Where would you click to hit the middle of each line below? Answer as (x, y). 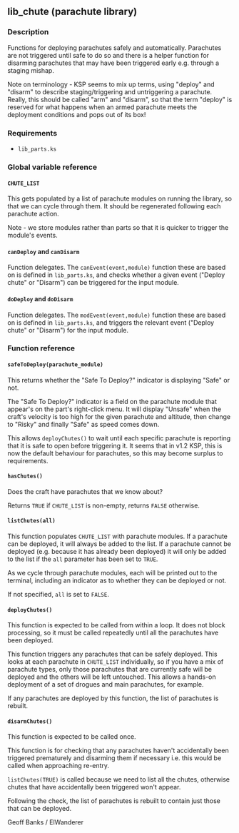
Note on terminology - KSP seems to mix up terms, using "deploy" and (111, 84)
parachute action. (33, 214)
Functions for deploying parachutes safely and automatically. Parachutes (115, 47)
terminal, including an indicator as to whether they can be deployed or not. (117, 580)
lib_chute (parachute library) (72, 12)
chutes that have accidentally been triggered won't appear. (94, 787)
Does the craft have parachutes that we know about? (85, 491)
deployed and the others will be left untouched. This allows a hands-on (112, 677)
